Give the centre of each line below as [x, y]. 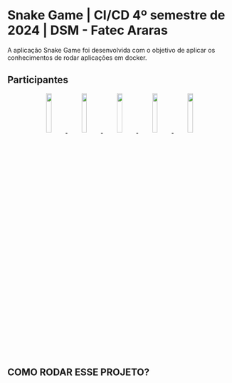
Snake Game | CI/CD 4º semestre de [116, 15]
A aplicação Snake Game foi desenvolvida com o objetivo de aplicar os [111, 50]
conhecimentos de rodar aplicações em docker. [77, 58]
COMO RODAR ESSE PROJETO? [79, 373]
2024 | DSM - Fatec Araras [88, 30]
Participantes [38, 80]
